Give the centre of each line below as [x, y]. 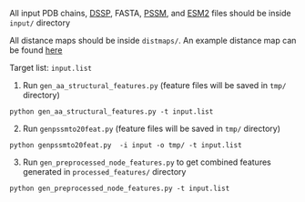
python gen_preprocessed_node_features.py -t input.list [120, 188]
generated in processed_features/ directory [104, 172]
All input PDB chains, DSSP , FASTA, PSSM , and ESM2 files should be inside [150, 13]
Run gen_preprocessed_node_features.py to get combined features [147, 162]
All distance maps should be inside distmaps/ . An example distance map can [153, 40]
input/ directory [40, 23]
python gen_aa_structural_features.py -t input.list [112, 112]
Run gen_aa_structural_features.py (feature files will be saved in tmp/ [154, 85]
